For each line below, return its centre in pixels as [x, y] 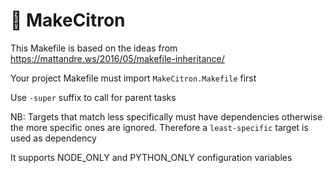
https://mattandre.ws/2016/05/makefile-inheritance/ [117, 58]
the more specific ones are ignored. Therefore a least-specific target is [159, 127]
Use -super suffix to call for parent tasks [93, 97]
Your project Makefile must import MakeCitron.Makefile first [133, 78]
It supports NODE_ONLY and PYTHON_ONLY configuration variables [151, 157]
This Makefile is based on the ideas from [94, 48]
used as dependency [53, 138]
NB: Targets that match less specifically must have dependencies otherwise [166, 116]
